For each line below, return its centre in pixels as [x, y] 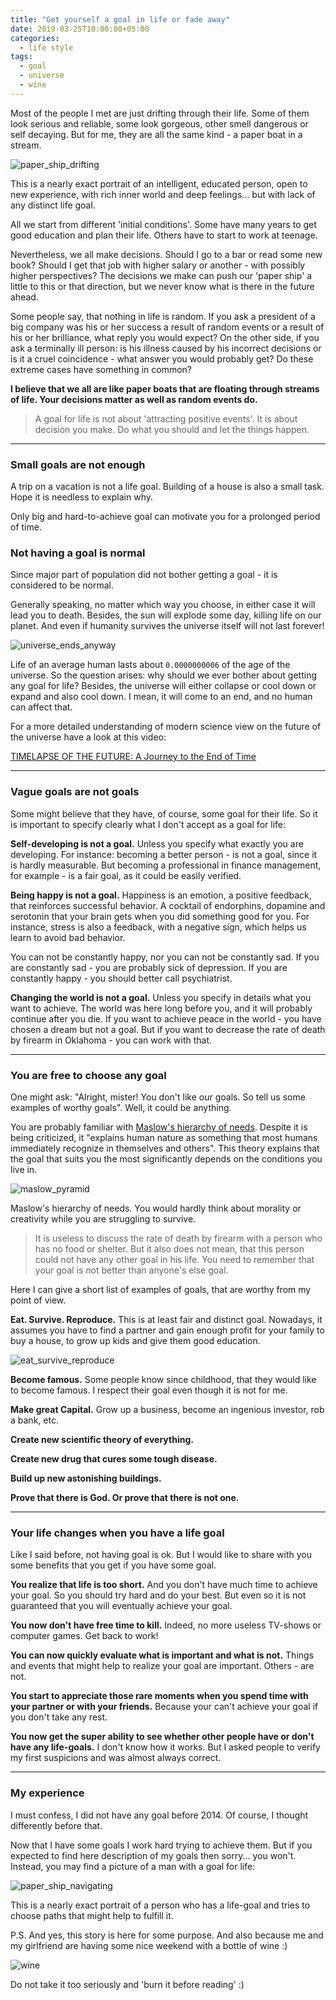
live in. [24, 1169]
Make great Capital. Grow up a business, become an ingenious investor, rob [167, 1409]
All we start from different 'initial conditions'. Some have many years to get [163, 224]
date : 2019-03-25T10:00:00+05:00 [80, 29]
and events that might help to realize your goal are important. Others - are [162, 1666]
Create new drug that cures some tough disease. [114, 1458]
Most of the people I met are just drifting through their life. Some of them [160, 113]
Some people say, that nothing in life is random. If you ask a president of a [163, 316]
